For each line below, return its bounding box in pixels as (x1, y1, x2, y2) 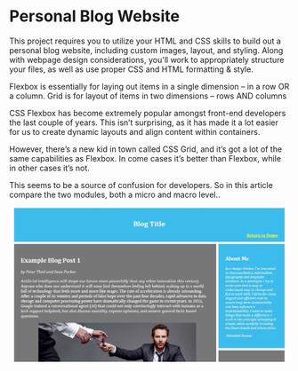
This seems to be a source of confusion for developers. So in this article (9, 179, 273, 190)
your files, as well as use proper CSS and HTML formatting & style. (9, 64, 254, 75)
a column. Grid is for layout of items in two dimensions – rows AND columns (9, 91, 287, 101)
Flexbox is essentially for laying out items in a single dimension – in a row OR (9, 81, 290, 91)
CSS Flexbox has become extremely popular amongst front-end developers (9, 107, 286, 118)
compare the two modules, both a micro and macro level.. (9, 189, 221, 200)
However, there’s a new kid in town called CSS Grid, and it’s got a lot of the (9, 144, 283, 154)
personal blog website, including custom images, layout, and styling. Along (9, 44, 284, 55)
